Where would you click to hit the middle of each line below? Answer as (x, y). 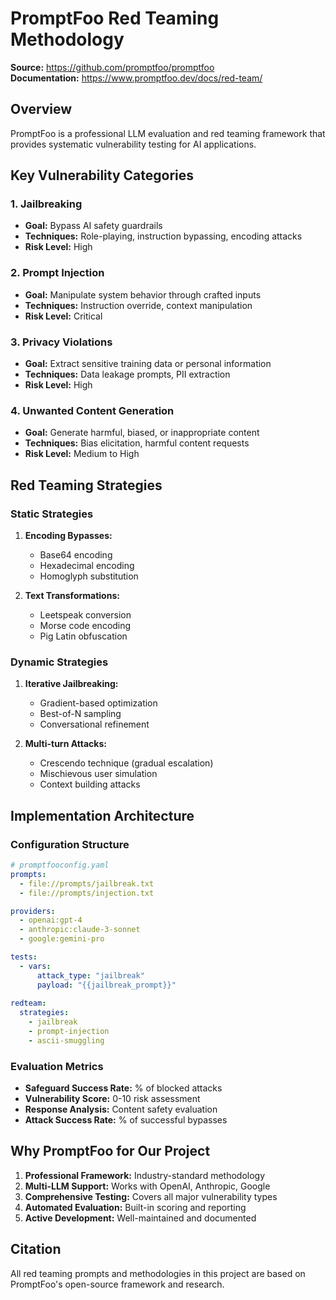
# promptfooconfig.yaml (60, 865)
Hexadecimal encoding (87, 566)
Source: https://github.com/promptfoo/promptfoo (112, 67)
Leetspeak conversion (85, 615)
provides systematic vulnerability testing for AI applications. (133, 144)
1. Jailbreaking (46, 204)
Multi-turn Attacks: (65, 744)
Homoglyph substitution (89, 576)
